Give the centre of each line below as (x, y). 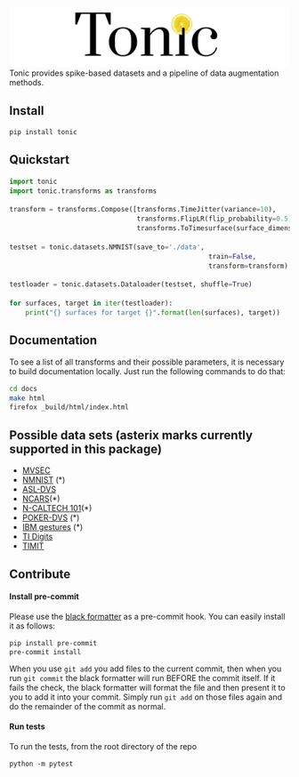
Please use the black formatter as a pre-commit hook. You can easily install (147, 616)
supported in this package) (86, 449)
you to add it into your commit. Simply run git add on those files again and (146, 697)
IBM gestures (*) (53, 527)
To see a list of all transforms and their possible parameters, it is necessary (147, 362)
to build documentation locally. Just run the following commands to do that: (148, 371)
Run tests (27, 726)
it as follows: (32, 626)
